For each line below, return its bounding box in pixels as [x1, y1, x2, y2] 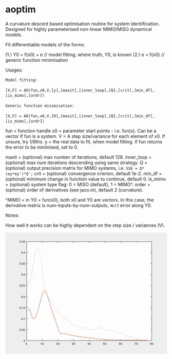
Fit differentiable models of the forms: [5, 41, 85, 47]
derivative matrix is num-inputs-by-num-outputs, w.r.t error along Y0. [5, 202, 152, 208]
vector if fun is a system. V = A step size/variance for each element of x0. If [5, 133, 165, 139]
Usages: [5, 67, 23, 73]
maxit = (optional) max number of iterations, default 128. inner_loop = [5, 154, 152, 160]
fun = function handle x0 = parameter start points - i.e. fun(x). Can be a [5, 128, 157, 134]
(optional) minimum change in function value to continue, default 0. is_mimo [5, 176, 166, 182]
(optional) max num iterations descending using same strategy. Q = [5, 159, 148, 166]
